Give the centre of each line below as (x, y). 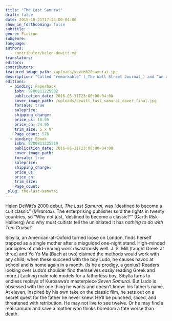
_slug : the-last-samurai (32, 191)
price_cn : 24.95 (32, 124)
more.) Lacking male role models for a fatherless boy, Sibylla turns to (78, 275)
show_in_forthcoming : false (35, 24)
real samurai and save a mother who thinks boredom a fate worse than (80, 308)
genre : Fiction (21, 34)
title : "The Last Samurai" (34, 10)
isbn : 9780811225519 (36, 144)
